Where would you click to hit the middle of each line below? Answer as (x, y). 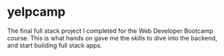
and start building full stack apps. (55, 45)
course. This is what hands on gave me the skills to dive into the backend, (112, 38)
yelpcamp (36, 12)
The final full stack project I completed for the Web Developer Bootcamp (110, 31)
